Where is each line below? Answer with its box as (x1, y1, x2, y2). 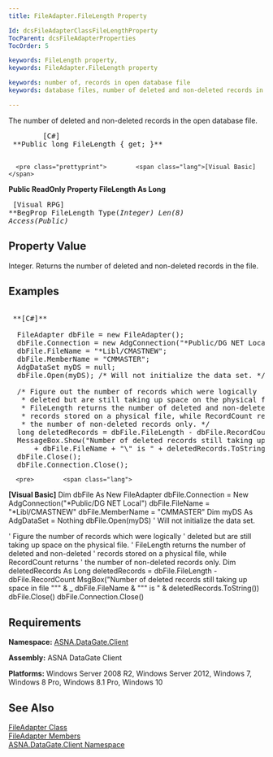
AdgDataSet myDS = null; (16, 363, 116, 372)
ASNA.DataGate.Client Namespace (8, 740, 125, 749)
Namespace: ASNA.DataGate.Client (8, 637, 128, 647)
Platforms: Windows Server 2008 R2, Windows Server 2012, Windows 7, (8, 668, 252, 679)
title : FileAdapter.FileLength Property (8, 11, 148, 20)
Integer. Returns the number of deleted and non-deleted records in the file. (8, 261, 258, 271)
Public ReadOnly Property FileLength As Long (8, 184, 167, 194)
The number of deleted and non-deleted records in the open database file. (8, 115, 258, 125)
